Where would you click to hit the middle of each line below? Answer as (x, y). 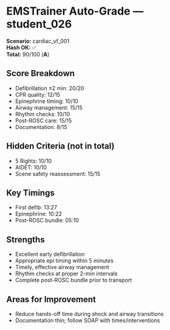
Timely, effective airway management (62, 267)
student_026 (39, 24)
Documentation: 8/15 (41, 127)
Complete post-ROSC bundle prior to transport (73, 280)
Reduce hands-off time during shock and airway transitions (89, 314)
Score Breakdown (40, 73)
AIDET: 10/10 (31, 167)
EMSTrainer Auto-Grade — (75, 11)
